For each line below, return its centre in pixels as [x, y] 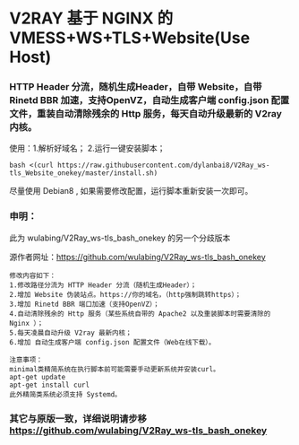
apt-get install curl [50, 385]
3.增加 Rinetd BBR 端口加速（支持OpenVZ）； [85, 304]
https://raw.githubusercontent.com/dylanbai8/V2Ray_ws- [163, 166]
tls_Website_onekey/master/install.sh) [84, 173]
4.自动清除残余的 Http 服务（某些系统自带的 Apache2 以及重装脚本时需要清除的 [140, 314]
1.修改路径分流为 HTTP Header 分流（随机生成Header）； [103, 285]
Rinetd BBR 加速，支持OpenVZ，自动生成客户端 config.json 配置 [149, 100]
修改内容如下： [33, 275]
